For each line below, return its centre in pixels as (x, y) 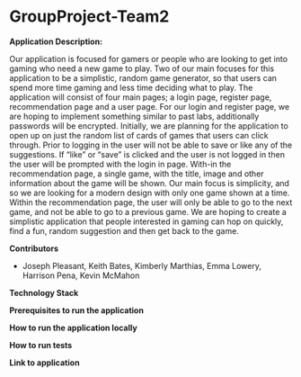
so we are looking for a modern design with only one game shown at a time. (150, 193)
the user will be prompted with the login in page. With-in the (120, 164)
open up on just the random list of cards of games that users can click (139, 135)
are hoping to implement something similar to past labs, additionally (134, 116)
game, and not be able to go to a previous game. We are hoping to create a (148, 211)
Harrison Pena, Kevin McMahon (81, 275)
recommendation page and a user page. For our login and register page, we (150, 106)
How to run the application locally (73, 328)
